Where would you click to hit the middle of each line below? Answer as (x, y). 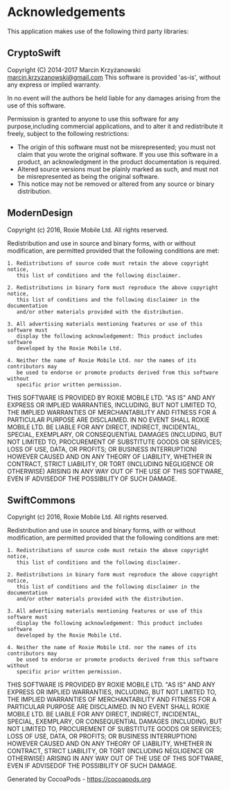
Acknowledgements (67, 12)
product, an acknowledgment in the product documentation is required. (119, 162)
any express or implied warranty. (54, 85)
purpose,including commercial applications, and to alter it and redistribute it (115, 126)
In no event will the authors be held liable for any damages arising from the (114, 98)
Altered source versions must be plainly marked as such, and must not (118, 169)
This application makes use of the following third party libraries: (98, 31)
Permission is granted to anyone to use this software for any (93, 119)
